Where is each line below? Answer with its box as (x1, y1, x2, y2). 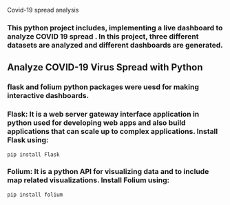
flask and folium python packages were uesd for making (7, 82, 200, 92)
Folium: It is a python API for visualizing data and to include (7, 167, 209, 177)
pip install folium (7, 191, 63, 198)
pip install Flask (7, 151, 60, 158)
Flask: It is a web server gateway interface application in (7, 110, 200, 119)
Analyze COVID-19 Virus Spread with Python (7, 61, 203, 73)
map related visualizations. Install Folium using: (7, 175, 170, 185)
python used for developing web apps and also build (7, 118, 186, 128)
